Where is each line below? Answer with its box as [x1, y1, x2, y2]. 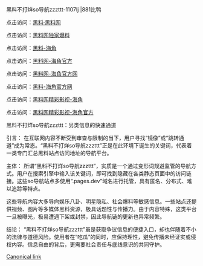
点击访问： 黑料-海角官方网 [6, 83, 72, 90]
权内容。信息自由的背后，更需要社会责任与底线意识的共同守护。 [6, 241, 165, 248]
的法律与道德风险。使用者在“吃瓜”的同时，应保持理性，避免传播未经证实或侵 [6, 233, 196, 241]
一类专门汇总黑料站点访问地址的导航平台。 [6, 149, 112, 157]
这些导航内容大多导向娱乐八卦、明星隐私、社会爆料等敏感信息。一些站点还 [6, 198, 192, 205]
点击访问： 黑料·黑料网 [6, 19, 62, 26]
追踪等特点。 [11, 185, 43, 192]
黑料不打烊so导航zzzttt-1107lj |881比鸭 [6, 6, 101, 13]
